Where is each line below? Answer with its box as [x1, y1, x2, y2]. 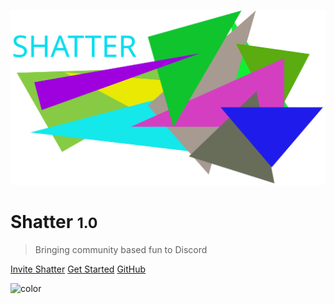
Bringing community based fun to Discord [34, 243, 208, 255]
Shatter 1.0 [10, 211, 98, 234]
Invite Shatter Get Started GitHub [10, 263, 147, 275]
